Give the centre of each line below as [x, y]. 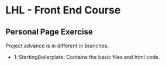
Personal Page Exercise [49, 32]
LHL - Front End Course [63, 10]
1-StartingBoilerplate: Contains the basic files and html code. [87, 57]
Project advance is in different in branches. [57, 46]
